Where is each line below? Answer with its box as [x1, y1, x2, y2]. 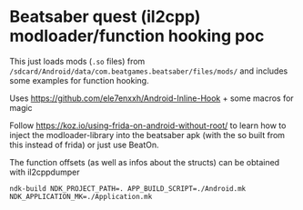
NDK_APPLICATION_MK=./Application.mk [9, 192, 153, 201]
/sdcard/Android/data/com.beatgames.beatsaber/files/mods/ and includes [9, 65, 288, 76]
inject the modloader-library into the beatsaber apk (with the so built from [9, 129, 285, 140]
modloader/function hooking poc [9, 25, 265, 46]
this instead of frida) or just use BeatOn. [9, 139, 159, 150]
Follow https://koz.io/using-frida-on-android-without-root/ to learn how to [9, 120, 287, 131]
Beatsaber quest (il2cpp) [9, 6, 201, 27]
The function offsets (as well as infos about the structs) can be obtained [9, 156, 280, 167]
